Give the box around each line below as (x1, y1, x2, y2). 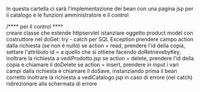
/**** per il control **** (6, 23, 63, 30)
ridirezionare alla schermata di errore (6, 80, 97, 87)
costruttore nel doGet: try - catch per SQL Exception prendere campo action (6, 36, 194, 42)
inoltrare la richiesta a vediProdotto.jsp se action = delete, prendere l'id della (6, 55, 194, 62)
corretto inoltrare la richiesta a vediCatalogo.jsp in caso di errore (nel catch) (6, 74, 193, 81)
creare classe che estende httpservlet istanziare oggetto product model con (6, 29, 193, 36)
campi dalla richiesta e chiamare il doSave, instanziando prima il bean (6, 68, 177, 74)
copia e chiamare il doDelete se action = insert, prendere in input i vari (6, 61, 179, 68)
